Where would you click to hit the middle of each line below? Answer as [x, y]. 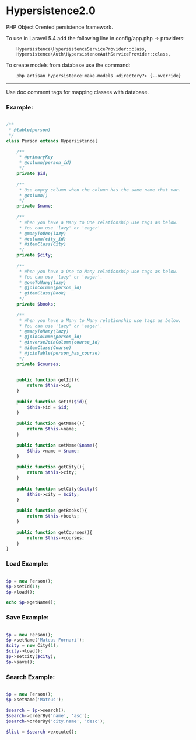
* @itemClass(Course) [45, 348]
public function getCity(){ [50, 467]
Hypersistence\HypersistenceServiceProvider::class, [82, 49]
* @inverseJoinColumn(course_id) [60, 342]
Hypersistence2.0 [51, 11]
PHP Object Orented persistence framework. [60, 27]
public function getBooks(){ [52, 511]
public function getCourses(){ [55, 532]
